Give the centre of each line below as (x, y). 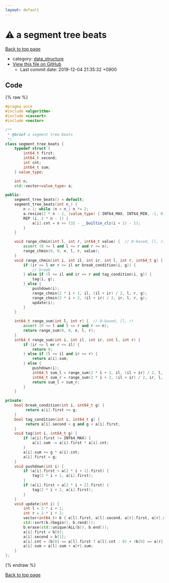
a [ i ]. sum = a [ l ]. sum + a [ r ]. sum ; (58, 546)
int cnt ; (32, 163)
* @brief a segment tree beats (40, 134)
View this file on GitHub (37, 64)
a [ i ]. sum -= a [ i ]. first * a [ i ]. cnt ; (70, 443)
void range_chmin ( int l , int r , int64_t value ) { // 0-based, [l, (86, 242)
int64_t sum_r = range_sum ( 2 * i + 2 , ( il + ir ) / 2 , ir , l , (98, 377)
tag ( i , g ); (44, 279)
